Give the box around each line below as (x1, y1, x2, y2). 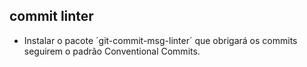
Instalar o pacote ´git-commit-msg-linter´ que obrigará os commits (23, 34, 298, 46)
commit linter (9, 8, 94, 25)
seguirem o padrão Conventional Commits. (23, 45, 201, 57)
